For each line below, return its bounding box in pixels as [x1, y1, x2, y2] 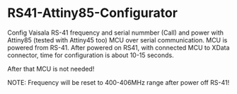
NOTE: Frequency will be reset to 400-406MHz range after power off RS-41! [7, 78, 230, 86]
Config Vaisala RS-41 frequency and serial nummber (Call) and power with [7, 28, 224, 37]
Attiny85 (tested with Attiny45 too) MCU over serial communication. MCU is [7, 35, 228, 44]
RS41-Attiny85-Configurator [7, 5, 178, 21]
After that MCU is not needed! [7, 64, 95, 73]
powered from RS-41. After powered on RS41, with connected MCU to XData [7, 43, 230, 52]
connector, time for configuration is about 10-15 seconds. [7, 51, 175, 59]
